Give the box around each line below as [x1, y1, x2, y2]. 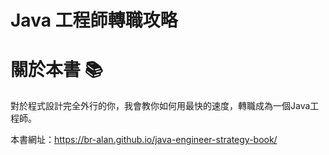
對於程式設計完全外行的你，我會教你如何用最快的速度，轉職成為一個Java [10, 100, 311, 112]
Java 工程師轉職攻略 [10, 9, 178, 32]
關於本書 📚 [10, 59, 104, 81]
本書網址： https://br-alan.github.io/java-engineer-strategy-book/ [10, 134, 278, 146]
